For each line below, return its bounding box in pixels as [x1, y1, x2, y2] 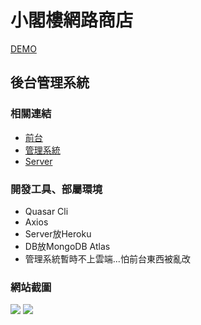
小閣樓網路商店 [10, 9, 134, 32]
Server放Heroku [24, 227, 92, 240]
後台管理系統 [10, 74, 90, 91]
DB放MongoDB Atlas [24, 240, 111, 252]
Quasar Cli [24, 205, 69, 217]
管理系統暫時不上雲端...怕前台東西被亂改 [24, 252, 191, 265]
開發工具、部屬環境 [10, 182, 103, 196]
